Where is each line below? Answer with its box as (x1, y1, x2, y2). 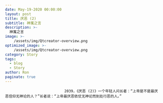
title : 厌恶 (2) (5, 16, 36, 21)
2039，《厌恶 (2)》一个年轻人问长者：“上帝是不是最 (64, 88, 154, 93)
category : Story (5, 52, 38, 57)
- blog (9, 61, 23, 66)
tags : (5, 57, 16, 61)
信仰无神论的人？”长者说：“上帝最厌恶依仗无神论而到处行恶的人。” (8, 94, 122, 99)
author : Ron (5, 70, 29, 75)
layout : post (5, 12, 32, 16)
